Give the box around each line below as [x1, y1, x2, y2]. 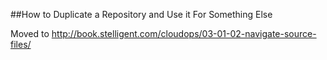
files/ [10, 39, 32, 50]
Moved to [10, 28, 50, 39]
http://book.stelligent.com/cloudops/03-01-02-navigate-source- [51, 28, 317, 39]
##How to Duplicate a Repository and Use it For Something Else [10, 9, 273, 20]
